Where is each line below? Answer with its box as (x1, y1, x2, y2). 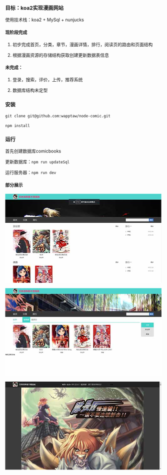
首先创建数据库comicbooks (5, 148, 61, 154)
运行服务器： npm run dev (5, 170, 56, 176)
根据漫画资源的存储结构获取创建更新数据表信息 (12, 52, 109, 58)
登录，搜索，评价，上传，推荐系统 (12, 76, 83, 82)
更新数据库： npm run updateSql (5, 159, 70, 165)
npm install (5, 123, 30, 128)
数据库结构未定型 (12, 87, 48, 93)
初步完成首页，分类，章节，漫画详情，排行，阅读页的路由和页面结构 (12, 41, 153, 47)
